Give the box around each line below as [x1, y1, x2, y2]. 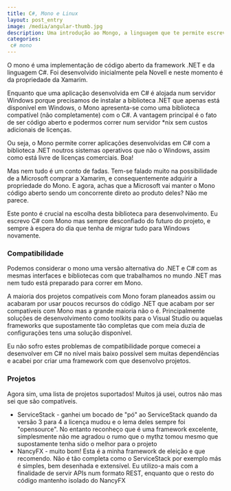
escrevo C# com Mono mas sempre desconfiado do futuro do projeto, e [7, 217, 211, 224]
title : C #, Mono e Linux [7, 10, 78, 17]
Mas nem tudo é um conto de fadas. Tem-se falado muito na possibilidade [7, 167, 218, 175]
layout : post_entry [7, 17, 63, 23]
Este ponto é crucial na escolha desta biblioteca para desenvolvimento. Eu [7, 209, 218, 218]
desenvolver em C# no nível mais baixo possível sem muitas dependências [7, 349, 220, 358]
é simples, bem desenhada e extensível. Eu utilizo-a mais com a [16, 461, 199, 470]
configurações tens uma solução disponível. [7, 328, 133, 337]
